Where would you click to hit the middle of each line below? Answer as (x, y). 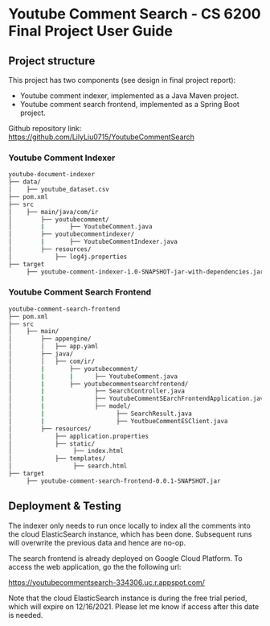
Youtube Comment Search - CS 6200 (135, 14)
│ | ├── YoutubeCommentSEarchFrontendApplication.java (138, 399)
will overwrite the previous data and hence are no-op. (97, 542)
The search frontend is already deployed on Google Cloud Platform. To (125, 558)
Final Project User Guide (90, 31)
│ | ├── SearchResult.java (100, 414)
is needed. (26, 615)
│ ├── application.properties (79, 436)
